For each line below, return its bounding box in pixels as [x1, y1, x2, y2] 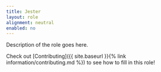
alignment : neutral [6, 19, 54, 25]
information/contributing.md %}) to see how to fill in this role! [6, 59, 155, 66]
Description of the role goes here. [6, 41, 89, 48]
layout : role [6, 14, 38, 20]
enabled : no [6, 25, 36, 31]
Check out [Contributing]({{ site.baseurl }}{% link [6, 53, 126, 60]
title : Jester [6, 8, 41, 15]
